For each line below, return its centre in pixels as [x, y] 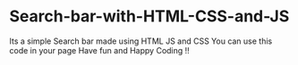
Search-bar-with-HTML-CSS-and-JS [149, 16]
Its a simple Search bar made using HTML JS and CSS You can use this [141, 41]
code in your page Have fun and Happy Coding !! [99, 50]
